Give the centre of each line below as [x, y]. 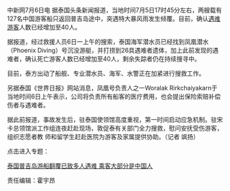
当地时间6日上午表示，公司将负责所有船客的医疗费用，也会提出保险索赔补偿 [114, 97]
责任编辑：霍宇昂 [31, 180]
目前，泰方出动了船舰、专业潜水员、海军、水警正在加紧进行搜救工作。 [106, 73]
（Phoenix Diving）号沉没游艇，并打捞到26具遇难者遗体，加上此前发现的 [110, 50]
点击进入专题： [28, 151]
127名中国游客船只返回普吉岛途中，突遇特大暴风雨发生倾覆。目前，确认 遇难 [114, 18]
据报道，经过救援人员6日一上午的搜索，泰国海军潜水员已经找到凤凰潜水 [108, 42]
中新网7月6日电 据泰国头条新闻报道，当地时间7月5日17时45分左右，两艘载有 [115, 10]
